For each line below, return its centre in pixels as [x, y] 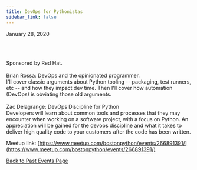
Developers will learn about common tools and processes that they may [93, 113]
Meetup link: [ [23, 143]
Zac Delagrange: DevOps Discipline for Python [63, 106]
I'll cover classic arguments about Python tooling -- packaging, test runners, [99, 81]
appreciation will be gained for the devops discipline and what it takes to [94, 125]
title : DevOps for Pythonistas [45, 11]
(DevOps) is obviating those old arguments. [59, 94]
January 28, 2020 [28, 34]
